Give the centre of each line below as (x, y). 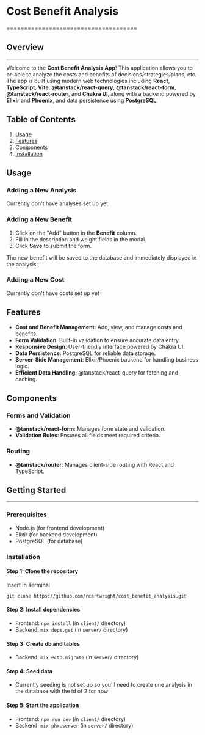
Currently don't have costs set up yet (53, 293)
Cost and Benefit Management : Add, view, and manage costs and (99, 327)
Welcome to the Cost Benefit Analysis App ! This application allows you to (100, 68)
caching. (26, 379)
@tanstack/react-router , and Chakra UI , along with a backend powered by (101, 93)
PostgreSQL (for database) (49, 541)
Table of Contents (41, 119)
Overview (25, 47)
